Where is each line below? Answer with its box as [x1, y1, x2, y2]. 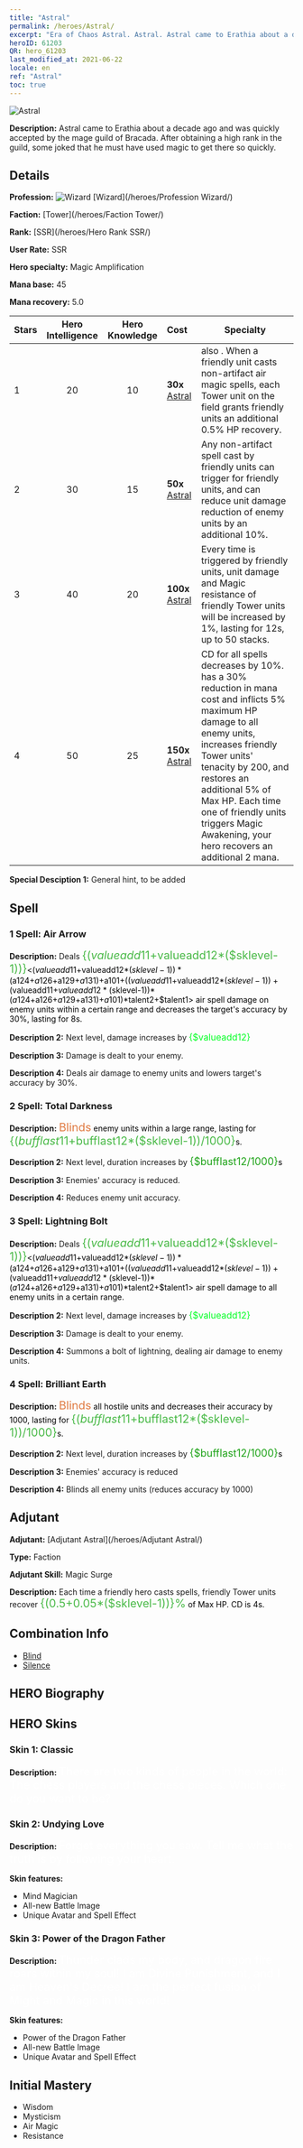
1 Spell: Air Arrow [9, 927, 87, 940]
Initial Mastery [9, 2078, 92, 2093]
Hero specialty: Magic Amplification [9, 262, 144, 273]
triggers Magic [201, 818, 263, 830]
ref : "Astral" [9, 72, 63, 81]
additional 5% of [201, 783, 271, 796]
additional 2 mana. [201, 851, 280, 864]
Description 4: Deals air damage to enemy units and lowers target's [9, 1068, 262, 1079]
